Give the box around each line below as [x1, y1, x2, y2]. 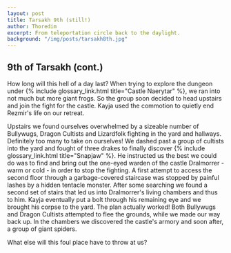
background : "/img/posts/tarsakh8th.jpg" [7, 36, 128, 43]
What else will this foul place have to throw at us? [7, 238, 148, 246]
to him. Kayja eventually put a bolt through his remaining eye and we [7, 195, 201, 203]
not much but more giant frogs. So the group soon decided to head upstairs [7, 94, 222, 102]
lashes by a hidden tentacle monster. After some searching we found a [7, 181, 208, 189]
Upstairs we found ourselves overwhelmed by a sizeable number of [7, 122, 199, 130]
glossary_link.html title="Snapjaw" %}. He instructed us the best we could [7, 151, 217, 159]
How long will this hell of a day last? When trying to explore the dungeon [7, 79, 213, 88]
